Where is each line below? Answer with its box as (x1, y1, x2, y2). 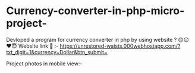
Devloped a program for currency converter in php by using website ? (6, 36, 177, 43)
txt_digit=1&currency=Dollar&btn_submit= (6, 48, 108, 55)
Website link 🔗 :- (18, 42, 59, 49)
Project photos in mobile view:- (6, 60, 83, 67)
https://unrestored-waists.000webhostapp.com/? (59, 42, 181, 49)
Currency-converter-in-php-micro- (6, 4, 185, 18)
